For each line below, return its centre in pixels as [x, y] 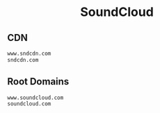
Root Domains [38, 81]
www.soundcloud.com [35, 98]
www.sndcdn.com [29, 53]
